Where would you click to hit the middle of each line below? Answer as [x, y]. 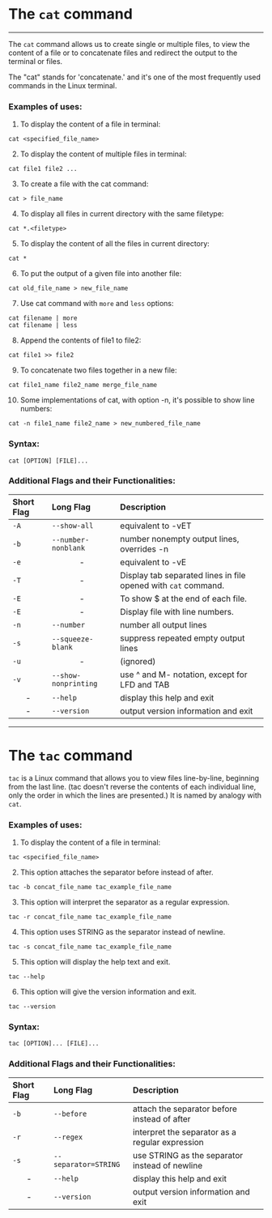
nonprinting [74, 684]
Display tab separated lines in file [183, 575]
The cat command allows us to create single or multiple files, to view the [129, 44]
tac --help [27, 977]
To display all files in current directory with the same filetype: [122, 214]
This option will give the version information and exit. [108, 992]
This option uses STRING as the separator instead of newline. [123, 932]
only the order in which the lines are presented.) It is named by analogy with [135, 795]
